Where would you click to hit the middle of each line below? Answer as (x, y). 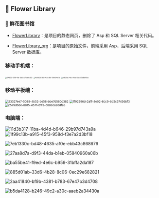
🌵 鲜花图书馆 (20, 24)
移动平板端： (20, 90)
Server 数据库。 (28, 52)
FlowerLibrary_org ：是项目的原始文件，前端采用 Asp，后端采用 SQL (80, 46)
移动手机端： (20, 65)
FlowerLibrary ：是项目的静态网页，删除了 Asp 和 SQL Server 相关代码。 (84, 35)
